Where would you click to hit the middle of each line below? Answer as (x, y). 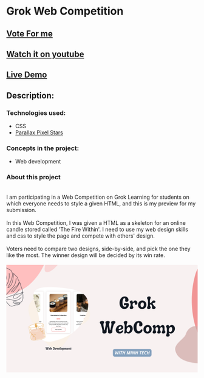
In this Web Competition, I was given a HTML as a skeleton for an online (96, 222)
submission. (21, 210)
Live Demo (27, 75)
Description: (30, 95)
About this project (33, 177)
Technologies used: (36, 112)
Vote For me (30, 34)
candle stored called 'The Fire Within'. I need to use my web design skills (97, 229)
